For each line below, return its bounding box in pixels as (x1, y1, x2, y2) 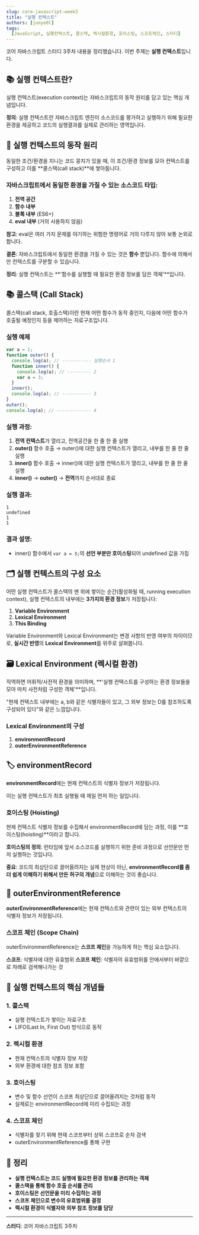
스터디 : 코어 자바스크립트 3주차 (6, 1223, 78, 1230)
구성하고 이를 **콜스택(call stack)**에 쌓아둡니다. (6, 165, 121, 172)
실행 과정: (6, 422, 33, 431)
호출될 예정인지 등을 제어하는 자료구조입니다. (6, 316, 110, 324)
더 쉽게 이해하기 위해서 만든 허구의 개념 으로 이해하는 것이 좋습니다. (6, 871, 158, 878)
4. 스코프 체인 (6, 1116, 43, 1125)
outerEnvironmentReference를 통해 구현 (14, 1139, 111, 1146)
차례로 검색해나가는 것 (12, 963, 63, 970)
